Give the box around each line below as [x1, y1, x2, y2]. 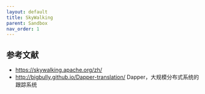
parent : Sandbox [6, 20, 48, 26]
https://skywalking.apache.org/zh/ [15, 66, 102, 73]
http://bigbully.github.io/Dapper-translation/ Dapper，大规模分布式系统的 [15, 73, 199, 81]
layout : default [6, 8, 48, 15]
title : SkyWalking [6, 15, 53, 21]
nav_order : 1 [6, 25, 40, 32]
